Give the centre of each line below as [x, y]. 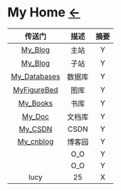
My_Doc [36, 116]
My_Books [36, 103]
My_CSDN [36, 129]
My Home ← [44, 12]
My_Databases [36, 76]
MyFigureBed [36, 90]
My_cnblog [36, 141]
